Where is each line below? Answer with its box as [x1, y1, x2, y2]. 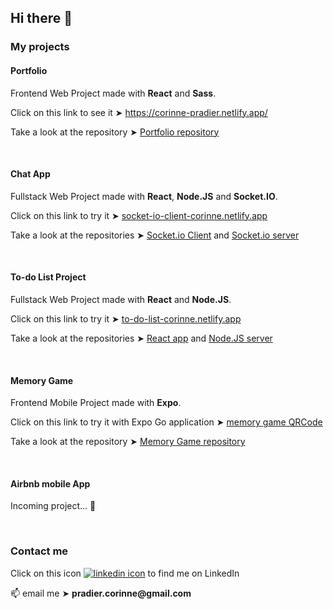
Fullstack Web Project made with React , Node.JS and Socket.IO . [10, 190, 278, 202]
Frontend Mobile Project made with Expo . [10, 397, 182, 409]
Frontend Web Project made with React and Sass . [10, 87, 217, 99]
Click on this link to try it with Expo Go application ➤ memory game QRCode [10, 416, 323, 428]
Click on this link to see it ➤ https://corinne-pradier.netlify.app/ [10, 106, 268, 118]
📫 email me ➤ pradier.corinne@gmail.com [10, 587, 192, 599]
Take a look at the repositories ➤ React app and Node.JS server [10, 332, 273, 344]
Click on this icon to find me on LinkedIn [10, 567, 240, 579]
